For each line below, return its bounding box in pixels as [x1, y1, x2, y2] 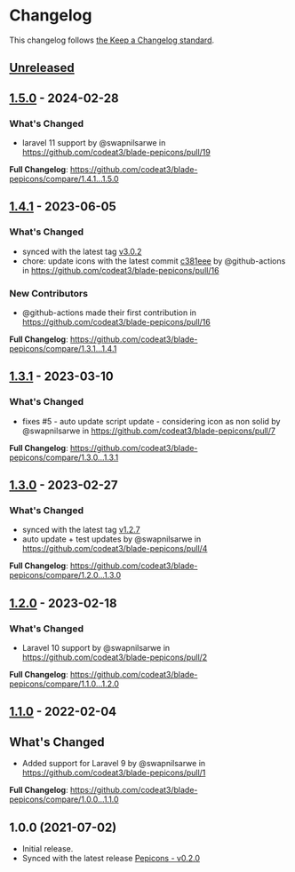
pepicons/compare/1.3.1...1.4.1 [9, 344, 117, 353]
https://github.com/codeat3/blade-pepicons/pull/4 [21, 543, 208, 554]
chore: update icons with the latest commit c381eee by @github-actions [21, 255, 286, 266]
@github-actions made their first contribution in [21, 307, 197, 318]
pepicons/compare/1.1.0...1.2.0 [9, 678, 120, 689]
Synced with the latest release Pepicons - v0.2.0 [21, 853, 200, 864]
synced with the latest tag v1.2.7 [21, 525, 140, 535]
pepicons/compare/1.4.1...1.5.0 [9, 174, 119, 185]
